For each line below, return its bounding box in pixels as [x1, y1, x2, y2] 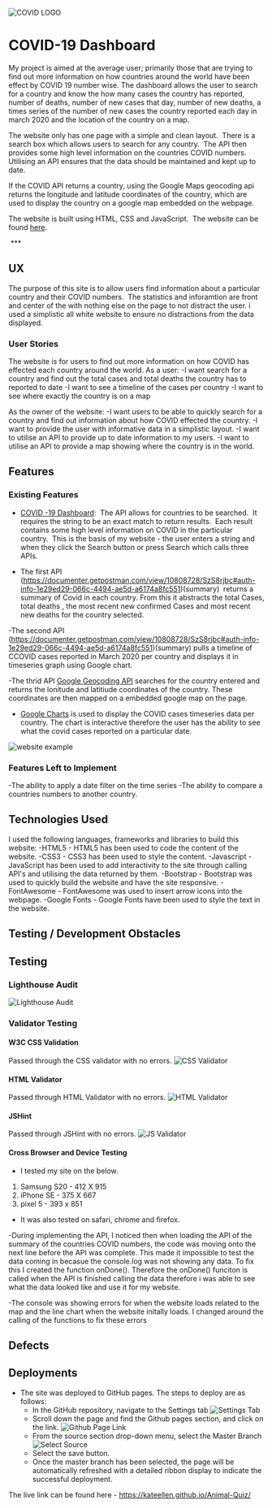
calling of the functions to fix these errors [8, 1315, 148, 1324]
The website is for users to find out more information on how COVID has [8, 357, 250, 366]
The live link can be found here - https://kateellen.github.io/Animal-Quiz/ [8, 1489, 252, 1499]
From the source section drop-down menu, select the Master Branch [32, 1431, 262, 1441]
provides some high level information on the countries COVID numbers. [8, 147, 247, 158]
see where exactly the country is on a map [8, 391, 151, 401]
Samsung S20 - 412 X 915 [19, 1181, 107, 1191]
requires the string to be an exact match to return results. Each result [19, 516, 253, 526]
